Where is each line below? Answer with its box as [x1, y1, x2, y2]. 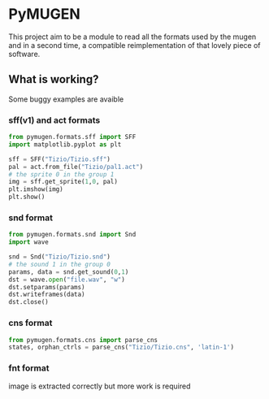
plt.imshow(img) [8, 185, 63, 193]
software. [8, 49, 41, 59]
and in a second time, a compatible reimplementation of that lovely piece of [8, 40, 262, 50]
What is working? [8, 72, 99, 86]
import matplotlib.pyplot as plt [8, 140, 122, 149]
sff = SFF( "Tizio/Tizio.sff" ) [8, 155, 111, 163]
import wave [8, 238, 49, 246]
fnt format [8, 362, 50, 374]
